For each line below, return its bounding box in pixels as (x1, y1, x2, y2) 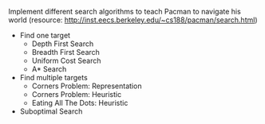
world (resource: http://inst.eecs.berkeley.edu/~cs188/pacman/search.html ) (8, 15, 258, 25)
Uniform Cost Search (31, 56, 101, 65)
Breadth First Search (31, 48, 100, 56)
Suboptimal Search (19, 107, 83, 116)
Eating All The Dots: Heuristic (31, 99, 129, 107)
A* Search (31, 64, 67, 74)
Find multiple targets (19, 73, 88, 82)
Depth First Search (31, 39, 94, 48)
